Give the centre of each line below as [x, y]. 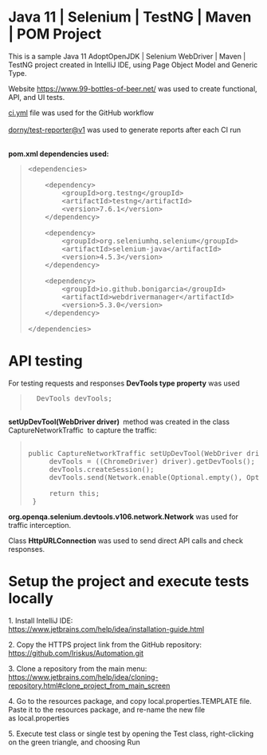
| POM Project [55, 34]
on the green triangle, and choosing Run [75, 742]
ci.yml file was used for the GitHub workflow [81, 113]
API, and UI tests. [37, 97]
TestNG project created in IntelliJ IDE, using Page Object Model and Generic [133, 65]
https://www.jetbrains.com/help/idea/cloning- [83, 677]
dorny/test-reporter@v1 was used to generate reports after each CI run [125, 130]
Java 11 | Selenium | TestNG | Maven [130, 17]
